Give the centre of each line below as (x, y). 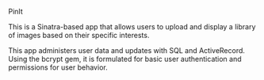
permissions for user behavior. (58, 67)
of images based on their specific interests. (79, 35)
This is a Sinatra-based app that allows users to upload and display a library (132, 27)
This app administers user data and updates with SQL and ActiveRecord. (127, 50)
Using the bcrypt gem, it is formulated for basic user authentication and (125, 59)
